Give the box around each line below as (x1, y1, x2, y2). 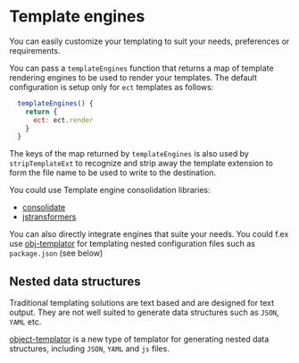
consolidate (21, 202, 66, 213)
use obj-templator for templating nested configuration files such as (9, 239, 256, 249)
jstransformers (21, 212, 77, 223)
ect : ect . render (32, 115, 94, 124)
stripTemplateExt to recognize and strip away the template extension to (9, 158, 274, 169)
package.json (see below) (9, 248, 104, 258)
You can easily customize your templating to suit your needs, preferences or (9, 36, 290, 46)
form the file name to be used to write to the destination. (9, 167, 217, 178)
